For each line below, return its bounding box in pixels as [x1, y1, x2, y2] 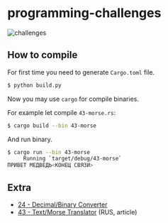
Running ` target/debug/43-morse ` [23, 155, 122, 163]
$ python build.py [7, 82, 62, 89]
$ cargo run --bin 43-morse [7, 148, 91, 156]
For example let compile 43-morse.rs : [7, 108, 116, 116]
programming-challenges [7, 5, 162, 21]
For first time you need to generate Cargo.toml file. [7, 67, 155, 76]
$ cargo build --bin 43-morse [7, 122, 97, 129]
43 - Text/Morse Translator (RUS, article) [17, 207, 138, 216]
